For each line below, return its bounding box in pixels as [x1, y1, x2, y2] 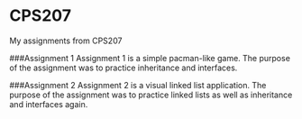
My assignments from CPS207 [9, 35, 123, 46]
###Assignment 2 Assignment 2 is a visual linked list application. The [9, 79, 267, 90]
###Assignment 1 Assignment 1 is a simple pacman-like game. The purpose [9, 52, 291, 63]
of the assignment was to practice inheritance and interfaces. [9, 62, 238, 73]
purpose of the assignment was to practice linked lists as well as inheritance [9, 89, 293, 100]
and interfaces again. [9, 98, 88, 109]
